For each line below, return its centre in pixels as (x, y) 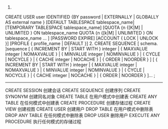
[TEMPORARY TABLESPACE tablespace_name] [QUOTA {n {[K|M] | (74, 27)
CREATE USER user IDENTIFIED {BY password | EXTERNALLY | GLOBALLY (82, 17)
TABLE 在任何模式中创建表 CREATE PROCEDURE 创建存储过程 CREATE (78, 103)
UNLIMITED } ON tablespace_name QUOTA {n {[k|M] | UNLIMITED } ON (79, 33)
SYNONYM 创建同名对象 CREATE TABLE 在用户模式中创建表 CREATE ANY (81, 96)
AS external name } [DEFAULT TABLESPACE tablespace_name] (70, 22)
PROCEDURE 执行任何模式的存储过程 (43, 121)
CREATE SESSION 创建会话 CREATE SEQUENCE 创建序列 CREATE (73, 90)
